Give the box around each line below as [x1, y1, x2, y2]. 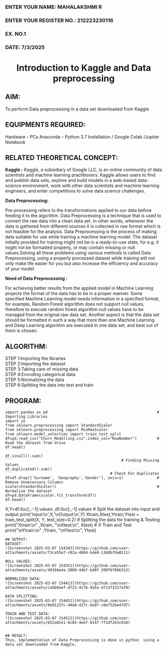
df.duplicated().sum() [5, 466, 52, 471]
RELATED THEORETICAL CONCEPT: [5, 153, 118, 162]
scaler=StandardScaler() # [5, 484, 160, 489]
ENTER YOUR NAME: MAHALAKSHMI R [5, 3, 102, 10]
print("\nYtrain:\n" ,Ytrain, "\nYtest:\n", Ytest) [5, 527, 97, 533]
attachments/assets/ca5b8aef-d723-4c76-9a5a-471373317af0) [5, 585, 131, 590]
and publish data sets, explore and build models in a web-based [5, 177, 137, 183]
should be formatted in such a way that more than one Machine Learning [5, 317, 155, 323]
